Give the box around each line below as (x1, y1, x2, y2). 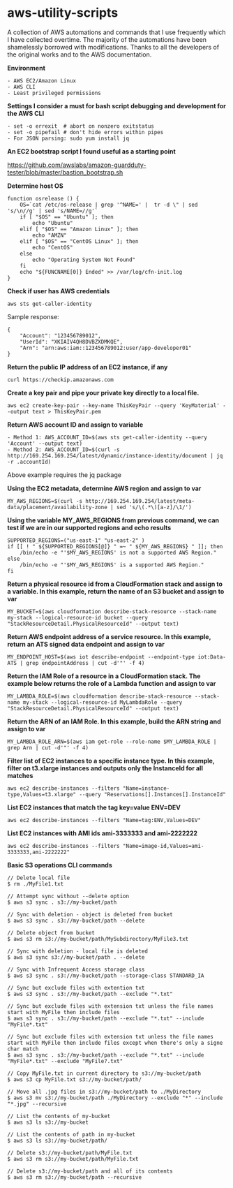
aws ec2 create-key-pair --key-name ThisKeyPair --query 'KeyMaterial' (7, 402, 220, 409)
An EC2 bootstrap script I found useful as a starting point (7, 147, 176, 155)
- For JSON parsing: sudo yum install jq (7, 135, 130, 142)
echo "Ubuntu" (32, 219, 73, 226)
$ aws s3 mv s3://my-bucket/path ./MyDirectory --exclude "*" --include (7, 1094, 223, 1101)
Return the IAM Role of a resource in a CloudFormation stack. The (7, 672, 201, 680)
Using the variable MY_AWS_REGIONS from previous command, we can (7, 515, 220, 525)
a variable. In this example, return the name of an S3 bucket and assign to (7, 587, 225, 595)
